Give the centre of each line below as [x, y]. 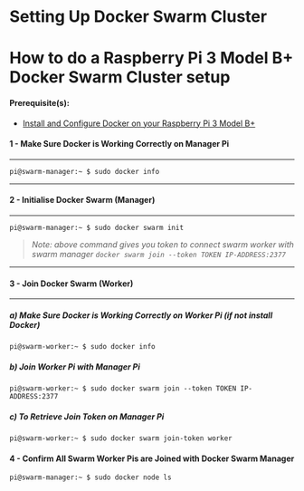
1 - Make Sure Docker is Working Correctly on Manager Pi [119, 144]
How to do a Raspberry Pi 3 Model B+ [152, 58]
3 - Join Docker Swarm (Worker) [71, 284]
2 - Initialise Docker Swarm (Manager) [82, 200]
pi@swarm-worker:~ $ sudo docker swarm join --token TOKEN [123, 389]
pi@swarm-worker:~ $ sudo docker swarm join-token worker [121, 438]
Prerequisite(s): [39, 102]
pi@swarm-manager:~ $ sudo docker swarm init [96, 227]
